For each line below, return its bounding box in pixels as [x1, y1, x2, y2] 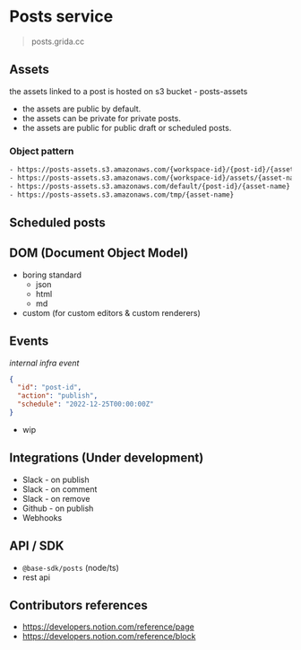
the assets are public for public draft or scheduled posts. [21, 122, 232, 133]
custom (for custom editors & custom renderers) [21, 307, 202, 318]
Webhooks [21, 512, 63, 523]
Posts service [9, 6, 114, 27]
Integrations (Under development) [9, 451, 204, 466]
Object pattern [9, 145, 74, 157]
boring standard [21, 269, 82, 280]
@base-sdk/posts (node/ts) [21, 562, 119, 573]
